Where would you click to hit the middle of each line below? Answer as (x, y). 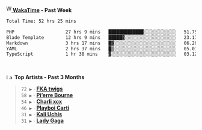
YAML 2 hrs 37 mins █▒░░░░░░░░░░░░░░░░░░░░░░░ (91, 49)
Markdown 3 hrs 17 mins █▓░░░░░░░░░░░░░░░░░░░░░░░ (91, 43)
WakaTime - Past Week (42, 10)
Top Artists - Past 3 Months (49, 77)
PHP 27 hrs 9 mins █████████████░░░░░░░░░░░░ (91, 32)
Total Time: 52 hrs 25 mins (41, 21)
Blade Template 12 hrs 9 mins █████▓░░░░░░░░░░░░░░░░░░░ (91, 37)
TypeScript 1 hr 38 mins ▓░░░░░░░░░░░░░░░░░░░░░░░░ (91, 54)
